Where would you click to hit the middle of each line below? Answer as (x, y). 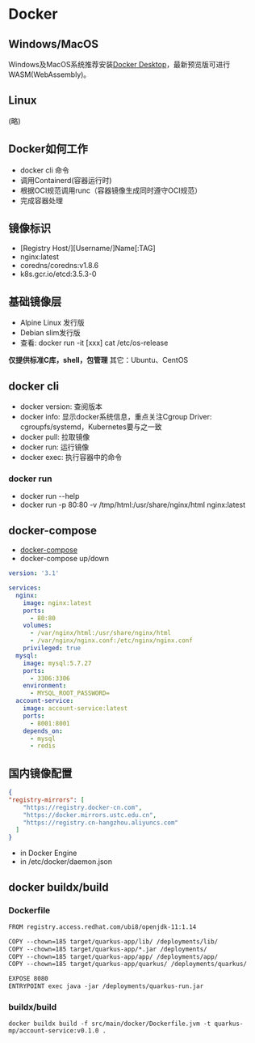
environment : (45, 686)
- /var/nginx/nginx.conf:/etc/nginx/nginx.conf (111, 641)
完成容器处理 (41, 200)
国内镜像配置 (40, 773)
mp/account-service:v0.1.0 (54, 1031)
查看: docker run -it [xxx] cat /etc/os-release (94, 343)
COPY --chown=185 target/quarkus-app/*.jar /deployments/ (108, 949)
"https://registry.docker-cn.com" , (83, 807)
